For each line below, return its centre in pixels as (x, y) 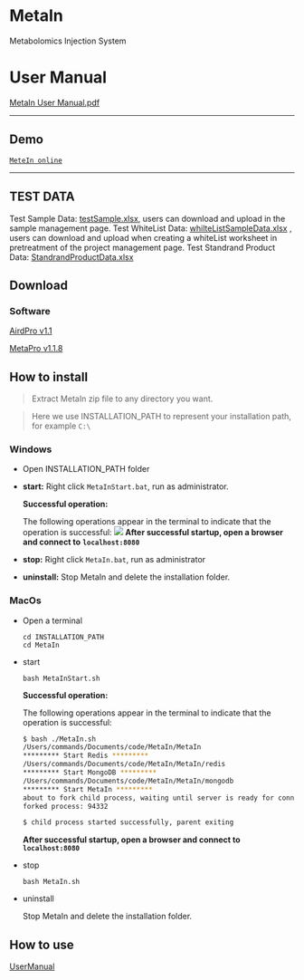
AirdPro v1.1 (31, 331)
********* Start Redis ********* (85, 756)
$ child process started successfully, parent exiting (128, 822)
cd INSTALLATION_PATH (63, 637)
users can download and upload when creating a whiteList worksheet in (143, 237)
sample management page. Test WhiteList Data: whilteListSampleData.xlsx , (151, 228)
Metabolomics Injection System (68, 41)
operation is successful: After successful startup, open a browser (152, 533)
